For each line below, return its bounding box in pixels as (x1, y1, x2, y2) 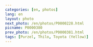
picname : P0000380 (5, 25, 43, 30)
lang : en (5, 12, 23, 17)
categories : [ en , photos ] (5, 7, 58, 12)
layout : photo (5, 16, 34, 21)
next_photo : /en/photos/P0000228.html (5, 21, 84, 26)
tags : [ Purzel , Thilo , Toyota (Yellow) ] (5, 35, 89, 40)
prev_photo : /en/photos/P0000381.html (5, 30, 84, 35)
